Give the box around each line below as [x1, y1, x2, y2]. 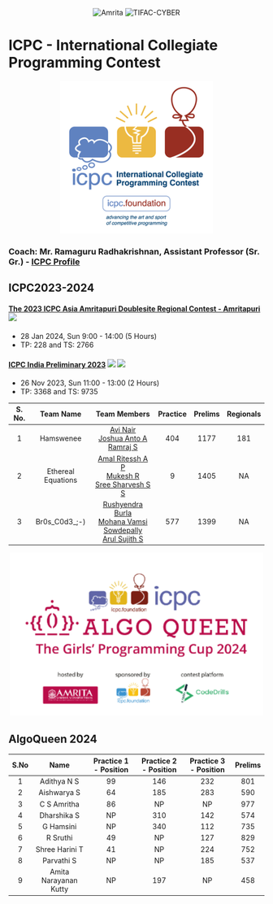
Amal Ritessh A [97, 454, 149, 463]
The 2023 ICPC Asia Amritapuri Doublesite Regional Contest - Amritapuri [8, 303, 261, 313]
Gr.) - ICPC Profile [8, 256, 80, 267]
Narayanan [41, 876, 79, 885]
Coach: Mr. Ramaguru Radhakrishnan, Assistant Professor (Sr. [8, 246, 260, 257]
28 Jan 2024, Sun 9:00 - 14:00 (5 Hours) [19, 332, 157, 341]
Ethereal [46, 467, 75, 476]
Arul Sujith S [102, 533, 144, 544]
